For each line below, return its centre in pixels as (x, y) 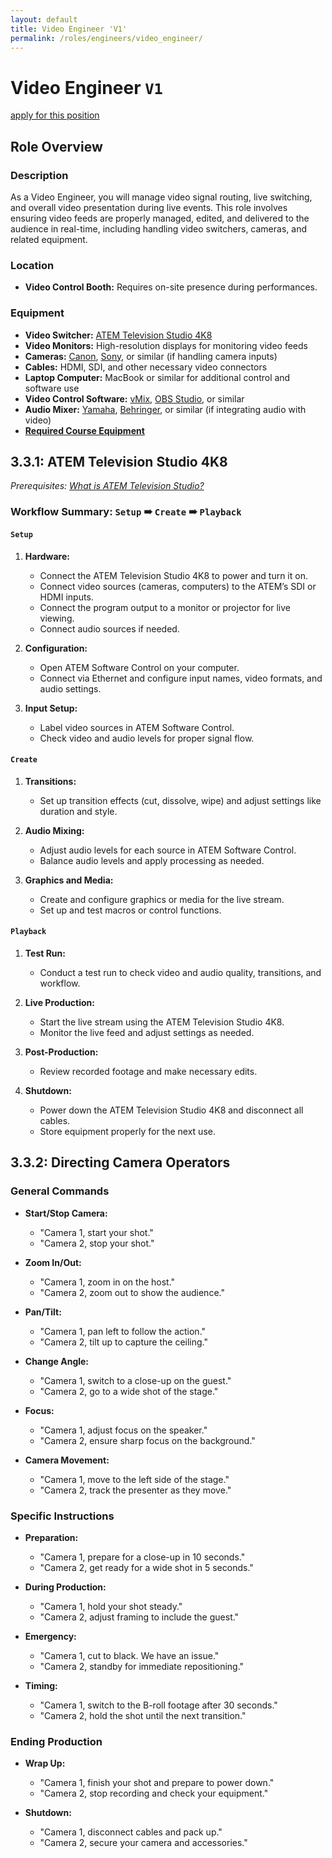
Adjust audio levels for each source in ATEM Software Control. (168, 850)
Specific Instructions (62, 1516)
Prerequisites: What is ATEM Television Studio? (107, 486)
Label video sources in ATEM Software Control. (137, 727)
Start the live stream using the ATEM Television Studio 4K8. (162, 1022)
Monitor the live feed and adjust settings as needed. (147, 1032)
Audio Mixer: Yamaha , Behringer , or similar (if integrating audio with (165, 409)
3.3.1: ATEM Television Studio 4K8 (119, 461)
